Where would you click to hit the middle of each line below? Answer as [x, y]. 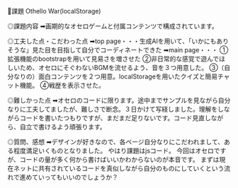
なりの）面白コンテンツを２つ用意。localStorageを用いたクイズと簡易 [115, 76]
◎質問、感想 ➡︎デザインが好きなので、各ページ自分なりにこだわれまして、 [116, 142]
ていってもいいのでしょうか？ [75, 177]
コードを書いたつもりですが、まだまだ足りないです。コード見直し [115, 118]
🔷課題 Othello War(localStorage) [54, 11]
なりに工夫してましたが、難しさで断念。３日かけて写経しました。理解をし [116, 109]
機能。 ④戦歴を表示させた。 [62, 85]
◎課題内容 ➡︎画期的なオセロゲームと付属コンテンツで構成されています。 [113, 26]
